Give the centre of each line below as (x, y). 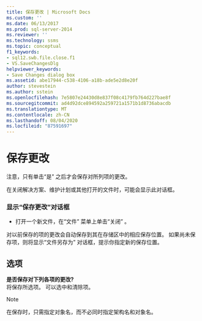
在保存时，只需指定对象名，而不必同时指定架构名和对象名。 (81, 312)
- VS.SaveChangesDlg (33, 63)
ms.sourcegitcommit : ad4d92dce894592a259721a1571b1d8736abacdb (89, 103)
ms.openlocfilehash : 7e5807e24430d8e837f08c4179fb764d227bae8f (89, 98)
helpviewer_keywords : (34, 69)
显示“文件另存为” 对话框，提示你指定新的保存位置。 (98, 242)
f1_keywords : (23, 52)
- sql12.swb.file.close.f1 (41, 58)
